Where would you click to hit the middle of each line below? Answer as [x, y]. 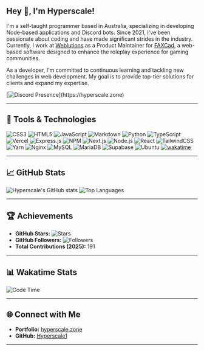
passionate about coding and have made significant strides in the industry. [100, 39]
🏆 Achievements [40, 216]
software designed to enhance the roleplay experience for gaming [106, 52]
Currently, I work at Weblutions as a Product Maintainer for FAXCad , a [93, 45]
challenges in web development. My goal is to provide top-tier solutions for [100, 76]
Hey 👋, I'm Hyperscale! [51, 11]
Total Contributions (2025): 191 [55, 246]
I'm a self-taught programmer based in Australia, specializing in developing [100, 26]
